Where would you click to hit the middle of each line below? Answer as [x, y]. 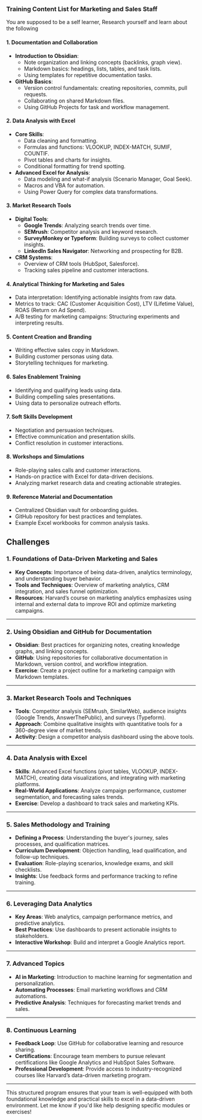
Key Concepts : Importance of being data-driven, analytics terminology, [103, 572]
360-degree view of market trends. [58, 730]
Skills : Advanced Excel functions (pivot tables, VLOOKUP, [87, 771]
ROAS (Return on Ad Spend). [50, 310]
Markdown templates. [42, 677]
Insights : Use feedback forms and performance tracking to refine [96, 876]
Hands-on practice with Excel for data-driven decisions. [84, 476]
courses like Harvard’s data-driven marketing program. [83, 1075]
